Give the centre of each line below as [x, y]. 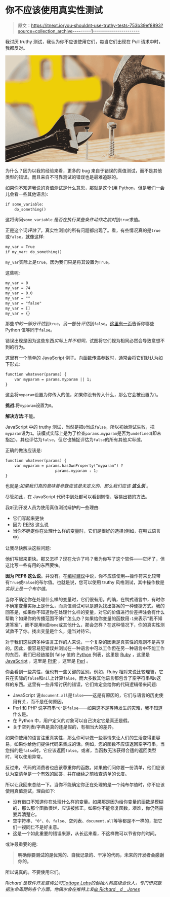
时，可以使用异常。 [25, 756]
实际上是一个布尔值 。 [27, 589]
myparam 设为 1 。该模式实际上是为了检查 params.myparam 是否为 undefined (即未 [83, 433]
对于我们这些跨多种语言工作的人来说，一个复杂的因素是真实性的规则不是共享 [85, 642]
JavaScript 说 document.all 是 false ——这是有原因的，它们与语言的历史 [86, 695]
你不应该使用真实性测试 [54, 10]
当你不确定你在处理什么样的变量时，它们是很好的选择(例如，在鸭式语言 [87, 531]
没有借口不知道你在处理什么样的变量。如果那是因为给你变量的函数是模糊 [88, 802]
